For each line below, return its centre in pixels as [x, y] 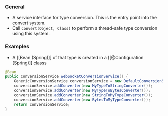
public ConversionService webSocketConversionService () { [67, 76]
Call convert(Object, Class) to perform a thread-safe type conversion [85, 28]
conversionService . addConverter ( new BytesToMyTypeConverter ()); [82, 100]
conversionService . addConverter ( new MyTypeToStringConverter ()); [84, 86]
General [15, 7]
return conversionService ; [42, 104]
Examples [17, 47]
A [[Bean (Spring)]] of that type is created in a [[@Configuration [78, 57]
